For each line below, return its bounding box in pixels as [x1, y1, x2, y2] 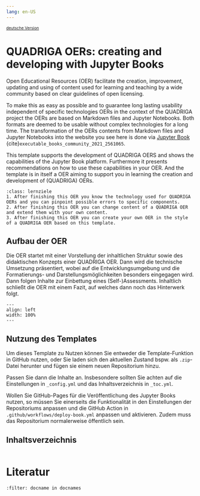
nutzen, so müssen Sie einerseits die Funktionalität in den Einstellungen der [6, 398, 192, 406]
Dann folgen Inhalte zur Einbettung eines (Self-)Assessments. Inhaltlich [6, 277, 182, 285]
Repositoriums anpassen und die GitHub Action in [6, 405, 128, 412]
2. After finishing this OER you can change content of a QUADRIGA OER [6, 204, 188, 210]
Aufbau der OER [6, 236, 67, 246]
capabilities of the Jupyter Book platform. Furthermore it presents [6, 158, 168, 165]
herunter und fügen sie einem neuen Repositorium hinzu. [20, 362, 161, 370]
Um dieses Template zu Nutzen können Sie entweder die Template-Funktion [6, 350, 194, 357]
